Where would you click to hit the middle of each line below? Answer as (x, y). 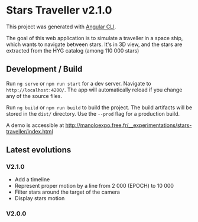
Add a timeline (32, 179)
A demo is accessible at (35, 125)
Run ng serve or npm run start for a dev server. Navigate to (79, 83)
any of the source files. (34, 96)
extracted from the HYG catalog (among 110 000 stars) (73, 50)
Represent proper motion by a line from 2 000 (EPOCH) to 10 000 (94, 186)
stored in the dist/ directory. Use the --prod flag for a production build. (93, 113)
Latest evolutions (39, 150)
